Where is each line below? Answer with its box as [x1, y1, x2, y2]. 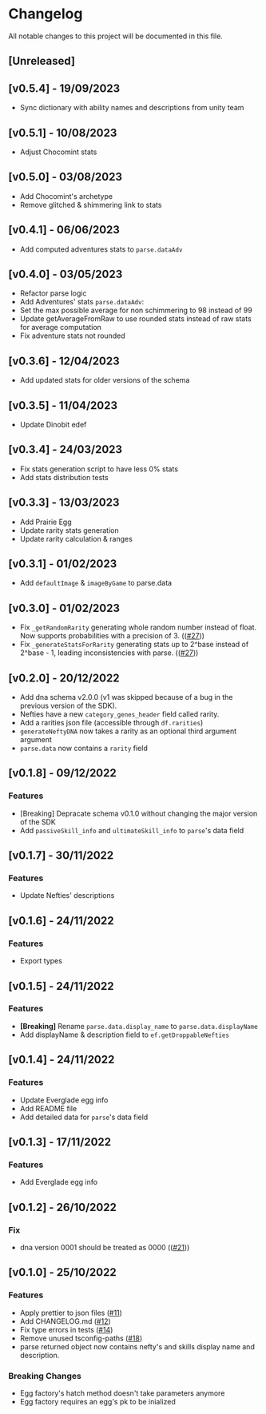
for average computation [19, 323, 102, 332]
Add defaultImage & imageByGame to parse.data [19, 578, 173, 588]
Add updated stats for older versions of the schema [19, 375, 190, 385]
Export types [19, 956, 62, 966]
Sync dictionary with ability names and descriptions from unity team [19, 103, 244, 113]
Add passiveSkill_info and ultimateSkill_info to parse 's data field [19, 825, 244, 835]
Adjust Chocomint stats [19, 147, 97, 157]
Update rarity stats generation [19, 525, 119, 535]
